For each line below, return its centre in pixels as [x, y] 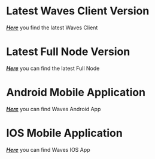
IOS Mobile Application [64, 133]
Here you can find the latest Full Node [53, 68]
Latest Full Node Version [68, 52]
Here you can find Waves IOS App [48, 149]
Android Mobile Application [76, 92]
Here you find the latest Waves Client [52, 27]
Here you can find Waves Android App [54, 109]
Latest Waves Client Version [78, 11]
